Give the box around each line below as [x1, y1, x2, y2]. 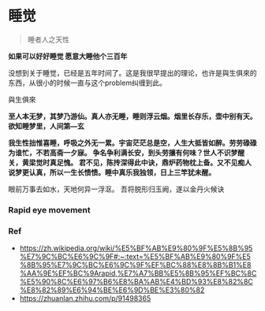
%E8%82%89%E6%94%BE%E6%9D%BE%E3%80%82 [19, 285, 205, 295]
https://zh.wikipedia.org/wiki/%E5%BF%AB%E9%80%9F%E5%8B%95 [19, 243, 253, 253]
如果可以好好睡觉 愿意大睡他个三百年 [8, 51, 128, 61]
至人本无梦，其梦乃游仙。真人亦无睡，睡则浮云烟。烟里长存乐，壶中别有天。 [8, 111, 257, 120]
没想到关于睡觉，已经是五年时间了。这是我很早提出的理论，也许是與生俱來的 [8, 68, 257, 77]
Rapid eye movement [8, 204, 91, 215]
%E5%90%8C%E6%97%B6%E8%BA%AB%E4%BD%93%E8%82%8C [19, 277, 254, 287]
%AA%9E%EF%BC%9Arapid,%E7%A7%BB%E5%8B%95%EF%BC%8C [19, 268, 257, 278]
